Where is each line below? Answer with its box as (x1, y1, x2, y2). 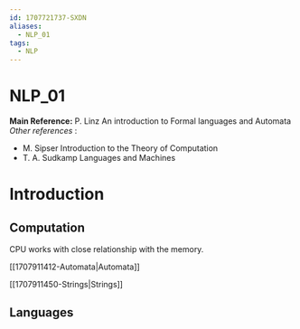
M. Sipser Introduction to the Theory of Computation (22, 143, 219, 154)
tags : (9, 38, 30, 48)
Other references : (9, 126, 78, 136)
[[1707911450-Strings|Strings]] (9, 279, 124, 290)
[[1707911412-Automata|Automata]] (9, 261, 140, 272)
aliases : (9, 22, 42, 31)
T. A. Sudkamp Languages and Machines (22, 153, 176, 164)
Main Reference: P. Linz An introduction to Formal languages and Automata (9, 116, 292, 127)
